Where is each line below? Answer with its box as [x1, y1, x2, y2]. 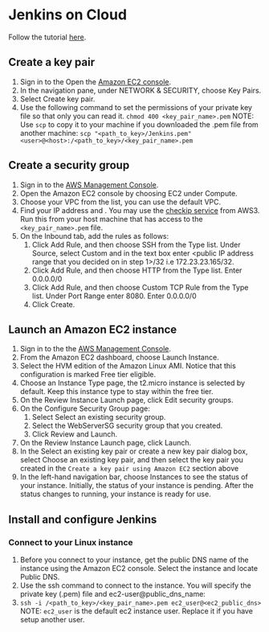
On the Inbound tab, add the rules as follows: [19, 231, 169, 240]
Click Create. [31, 299, 75, 309]
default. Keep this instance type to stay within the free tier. [19, 387, 214, 396]
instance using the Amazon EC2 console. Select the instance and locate [19, 564, 259, 573]
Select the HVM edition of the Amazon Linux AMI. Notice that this [19, 361, 237, 371]
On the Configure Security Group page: [19, 404, 151, 413]
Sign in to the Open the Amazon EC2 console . [19, 76, 171, 86]
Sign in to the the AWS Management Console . [19, 344, 171, 354]
